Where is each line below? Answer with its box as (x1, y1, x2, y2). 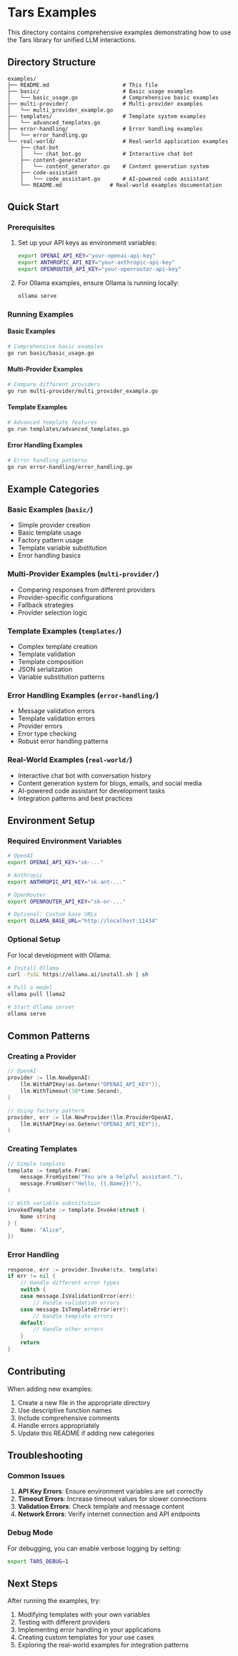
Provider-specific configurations (17, 593, 114, 601)
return (20, 1339, 40, 1347)
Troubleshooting (7, 1449, 84, 1462)
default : (20, 1319, 46, 1327)
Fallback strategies (17, 600, 74, 609)
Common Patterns (7, 1030, 91, 1042)
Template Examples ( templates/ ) (7, 626, 122, 636)
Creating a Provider (7, 1051, 76, 1061)
